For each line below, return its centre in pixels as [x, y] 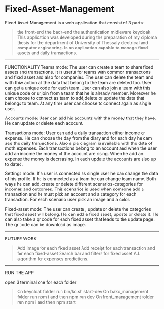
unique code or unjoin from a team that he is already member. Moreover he [81, 93]
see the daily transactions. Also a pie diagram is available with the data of [79, 143]
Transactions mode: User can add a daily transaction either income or [75, 133]
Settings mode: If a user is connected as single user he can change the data [82, 173]
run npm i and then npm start [46, 302]
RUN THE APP [20, 272]
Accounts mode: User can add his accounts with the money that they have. [81, 118]
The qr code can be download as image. [46, 224]
